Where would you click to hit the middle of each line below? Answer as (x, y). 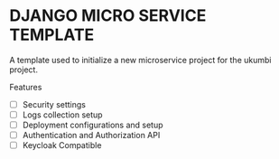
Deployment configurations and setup (93, 125)
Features (26, 87)
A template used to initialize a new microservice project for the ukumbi (140, 60)
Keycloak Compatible (62, 145)
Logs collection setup (62, 115)
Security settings (54, 104)
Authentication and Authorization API (91, 136)
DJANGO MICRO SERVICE (108, 16)
